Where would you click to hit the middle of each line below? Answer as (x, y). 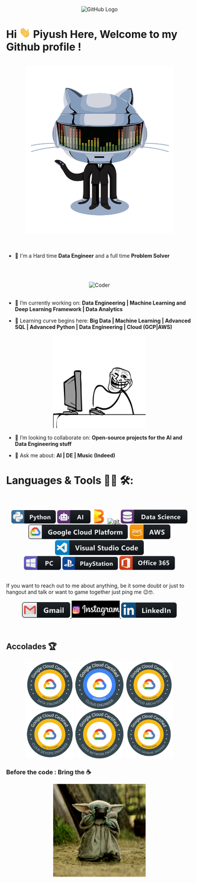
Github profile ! (44, 47)
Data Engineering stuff (43, 444)
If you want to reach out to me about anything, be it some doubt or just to (95, 585)
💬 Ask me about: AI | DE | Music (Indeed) (65, 455)
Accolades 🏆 (32, 647)
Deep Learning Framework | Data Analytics (69, 309)
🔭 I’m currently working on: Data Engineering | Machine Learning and (100, 303)
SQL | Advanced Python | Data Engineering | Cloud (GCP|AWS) (93, 327)
